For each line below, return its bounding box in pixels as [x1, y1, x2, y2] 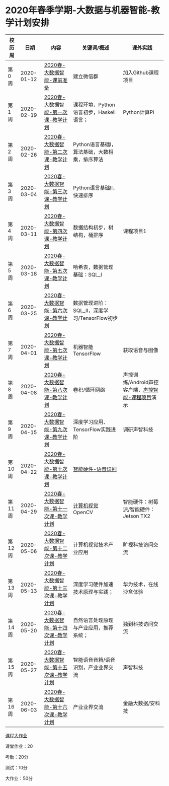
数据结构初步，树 [72, 224, 114, 231]
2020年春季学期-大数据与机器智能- [5, 5, 151, 16]
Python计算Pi [123, 109, 154, 116]
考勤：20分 [5, 754, 29, 760]
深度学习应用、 [72, 418, 109, 425]
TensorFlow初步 [79, 314, 118, 321]
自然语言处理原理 [72, 616, 114, 623]
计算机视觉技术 [72, 541, 109, 548]
